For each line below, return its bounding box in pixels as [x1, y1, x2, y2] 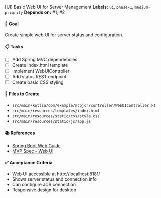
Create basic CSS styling [12, 79, 64, 85]
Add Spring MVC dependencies [12, 57, 78, 63]
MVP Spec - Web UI [12, 148, 54, 154]
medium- [134, 5, 151, 10]
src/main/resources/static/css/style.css [12, 113, 100, 119]
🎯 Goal [5, 21, 19, 27]
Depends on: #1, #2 [24, 9, 65, 15]
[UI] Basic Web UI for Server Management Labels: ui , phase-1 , [5, 4, 134, 10]
